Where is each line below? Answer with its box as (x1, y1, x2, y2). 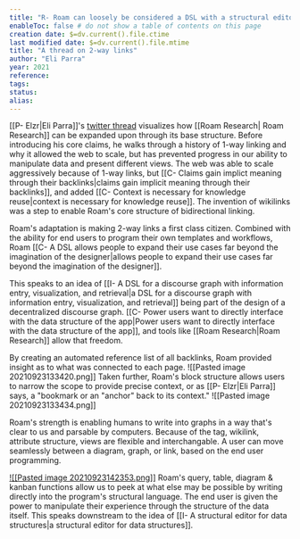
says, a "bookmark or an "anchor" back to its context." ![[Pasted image (9, 390, 271, 402)
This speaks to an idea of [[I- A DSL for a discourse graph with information (9, 278, 284, 289)
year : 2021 (9, 63, 50, 72)
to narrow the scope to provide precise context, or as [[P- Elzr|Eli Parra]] (9, 381, 277, 392)
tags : (9, 79, 29, 88)
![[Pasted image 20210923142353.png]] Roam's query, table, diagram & (9, 472, 274, 483)
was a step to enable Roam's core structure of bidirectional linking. (9, 206, 255, 217)
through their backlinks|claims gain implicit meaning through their (9, 178, 251, 188)
